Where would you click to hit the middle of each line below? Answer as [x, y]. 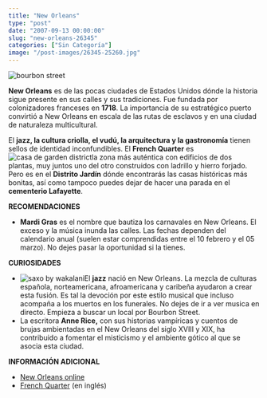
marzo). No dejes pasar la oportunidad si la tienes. [102, 247]
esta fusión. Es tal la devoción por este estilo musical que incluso [127, 295]
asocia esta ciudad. [52, 346]
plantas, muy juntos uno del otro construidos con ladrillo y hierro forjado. [128, 166]
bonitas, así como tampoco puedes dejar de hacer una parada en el [119, 183]
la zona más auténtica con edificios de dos [162, 157]
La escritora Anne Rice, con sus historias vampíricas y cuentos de [129, 321]
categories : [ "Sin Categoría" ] [60, 45]
